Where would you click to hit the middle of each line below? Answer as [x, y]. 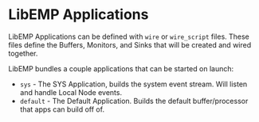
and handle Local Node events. [71, 92]
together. [23, 53]
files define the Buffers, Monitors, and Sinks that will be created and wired [130, 44]
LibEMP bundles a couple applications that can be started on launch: [121, 68]
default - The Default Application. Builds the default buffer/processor [134, 101]
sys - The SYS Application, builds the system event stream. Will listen [133, 84]
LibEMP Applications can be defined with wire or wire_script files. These [129, 36]
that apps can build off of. [62, 109]
